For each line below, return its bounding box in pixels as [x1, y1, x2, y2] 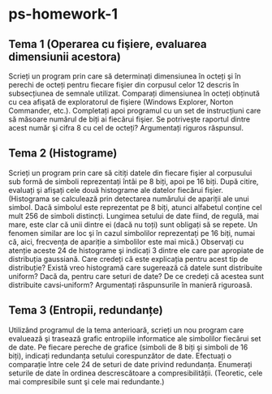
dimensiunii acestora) [8, 49, 122, 63]
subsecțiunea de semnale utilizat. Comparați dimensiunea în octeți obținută [8, 88, 260, 98]
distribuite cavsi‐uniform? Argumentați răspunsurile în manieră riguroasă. [8, 280, 253, 289]
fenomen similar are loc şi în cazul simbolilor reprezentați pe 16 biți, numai [8, 228, 256, 238]
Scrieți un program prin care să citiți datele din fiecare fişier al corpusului [8, 168, 253, 178]
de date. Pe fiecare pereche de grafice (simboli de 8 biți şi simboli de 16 [8, 342, 248, 352]
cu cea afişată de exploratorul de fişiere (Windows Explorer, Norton [8, 97, 234, 106]
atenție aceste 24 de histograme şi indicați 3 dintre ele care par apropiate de [8, 245, 265, 255]
